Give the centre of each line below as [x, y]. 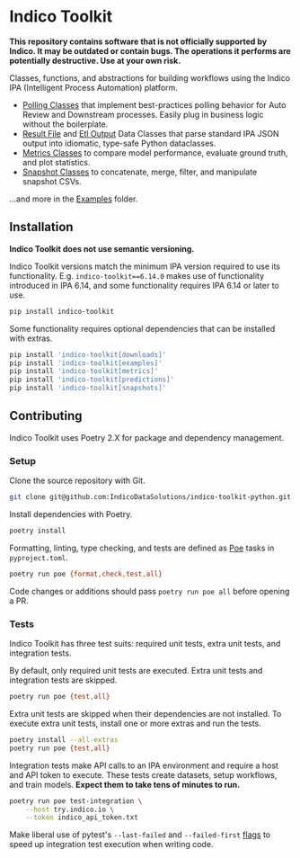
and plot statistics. [56, 162]
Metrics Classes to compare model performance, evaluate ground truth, [155, 152]
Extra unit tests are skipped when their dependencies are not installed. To [146, 713]
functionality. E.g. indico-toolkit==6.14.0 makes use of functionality [137, 275]
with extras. [31, 338]
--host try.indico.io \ [70, 809]
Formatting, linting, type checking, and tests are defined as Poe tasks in [142, 548]
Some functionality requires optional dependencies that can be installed [142, 328]
